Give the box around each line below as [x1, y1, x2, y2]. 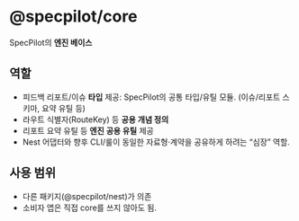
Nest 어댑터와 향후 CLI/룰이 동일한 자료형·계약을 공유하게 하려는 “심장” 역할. [22, 137, 290, 147]
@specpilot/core [9, 6, 138, 27]
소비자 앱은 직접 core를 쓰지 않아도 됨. [22, 202, 158, 213]
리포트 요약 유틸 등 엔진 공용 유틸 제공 [22, 125, 155, 136]
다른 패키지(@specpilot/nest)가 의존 [22, 190, 152, 201]
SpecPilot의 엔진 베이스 [9, 37, 93, 48]
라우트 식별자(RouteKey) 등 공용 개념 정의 [22, 114, 169, 125]
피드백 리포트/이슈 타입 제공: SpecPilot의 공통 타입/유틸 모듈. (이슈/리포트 [22, 92, 281, 102]
